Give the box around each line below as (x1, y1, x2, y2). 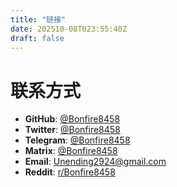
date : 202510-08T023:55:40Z (10, 24, 128, 34)
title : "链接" (10, 14, 67, 25)
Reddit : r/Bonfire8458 (24, 166, 116, 178)
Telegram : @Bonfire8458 (24, 134, 131, 146)
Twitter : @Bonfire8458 (24, 124, 121, 136)
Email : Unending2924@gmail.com (24, 156, 167, 168)
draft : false (10, 33, 65, 43)
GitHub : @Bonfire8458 (24, 113, 121, 125)
